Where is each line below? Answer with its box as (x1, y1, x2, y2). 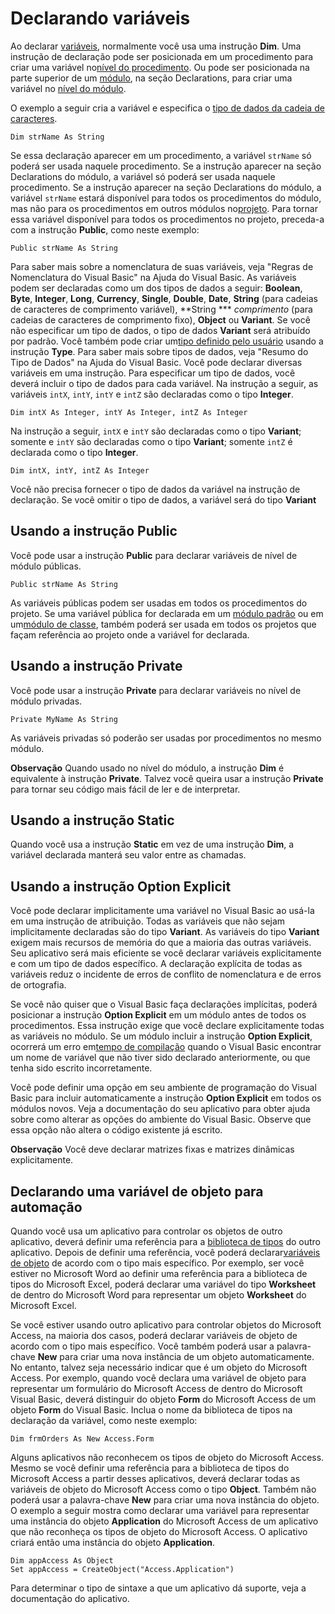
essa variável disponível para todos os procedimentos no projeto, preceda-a (10, 213, 325, 225)
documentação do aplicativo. (10, 1593, 130, 1604)
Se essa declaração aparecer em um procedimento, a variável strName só (10, 149, 312, 161)
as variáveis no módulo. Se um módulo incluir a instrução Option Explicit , (10, 1030, 313, 1042)
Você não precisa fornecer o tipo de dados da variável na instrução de (10, 483, 301, 495)
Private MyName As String (10, 714, 118, 724)
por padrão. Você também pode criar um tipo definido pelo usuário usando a (10, 335, 324, 347)
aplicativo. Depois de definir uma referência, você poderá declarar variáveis (10, 1247, 321, 1258)
